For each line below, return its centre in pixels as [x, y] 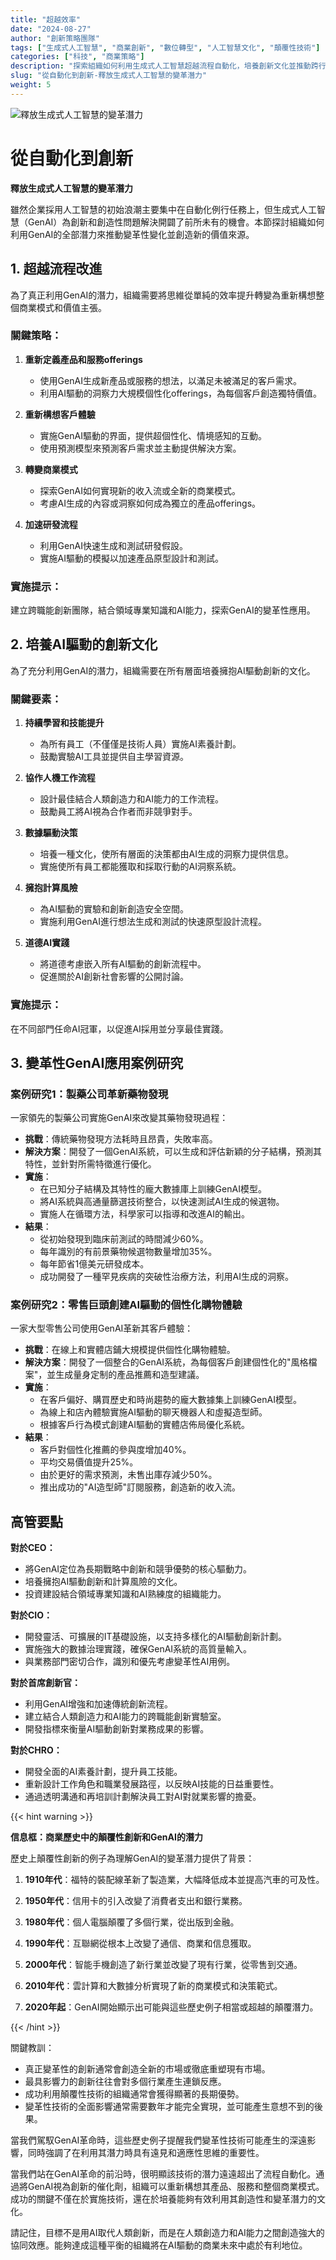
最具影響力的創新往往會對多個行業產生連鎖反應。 [125, 2082]
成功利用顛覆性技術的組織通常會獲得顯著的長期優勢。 [134, 2094]
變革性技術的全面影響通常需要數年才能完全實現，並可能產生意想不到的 [169, 2107]
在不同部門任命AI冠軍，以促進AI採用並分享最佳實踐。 [119, 1028]
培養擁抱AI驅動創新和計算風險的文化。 [103, 1582]
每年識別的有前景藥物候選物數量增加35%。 [128, 1252]
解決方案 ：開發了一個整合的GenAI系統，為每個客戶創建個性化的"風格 [166, 1362]
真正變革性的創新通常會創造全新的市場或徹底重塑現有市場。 [147, 2069]
